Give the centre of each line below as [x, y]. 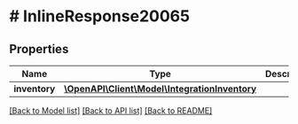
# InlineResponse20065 [100, 16]
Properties [39, 49]
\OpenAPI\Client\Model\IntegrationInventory [160, 89]
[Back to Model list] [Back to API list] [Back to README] [111, 111]
